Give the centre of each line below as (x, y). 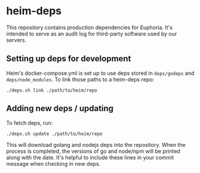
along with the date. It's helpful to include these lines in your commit (90, 157)
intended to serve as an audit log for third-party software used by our (92, 33)
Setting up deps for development (69, 59)
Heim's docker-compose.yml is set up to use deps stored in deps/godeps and (100, 73)
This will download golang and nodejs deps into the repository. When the (96, 144)
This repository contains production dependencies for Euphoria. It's (90, 27)
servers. (16, 40)
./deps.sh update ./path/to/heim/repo (54, 134)
